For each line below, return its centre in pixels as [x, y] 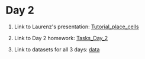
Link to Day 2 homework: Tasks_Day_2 [61, 38]
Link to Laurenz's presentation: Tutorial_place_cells [77, 27]
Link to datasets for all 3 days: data [57, 49]
